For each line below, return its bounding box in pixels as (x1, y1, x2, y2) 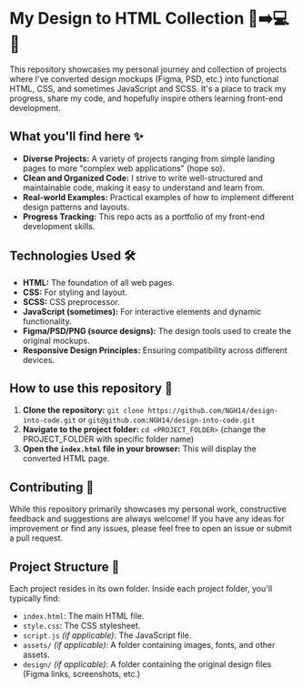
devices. (22, 354, 55, 365)
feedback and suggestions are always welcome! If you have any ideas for (9, 513, 285, 524)
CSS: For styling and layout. (22, 287, 127, 298)
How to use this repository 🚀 (9, 380, 173, 396)
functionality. (22, 316, 72, 327)
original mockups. (22, 335, 91, 346)
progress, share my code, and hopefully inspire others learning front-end (9, 93, 284, 104)
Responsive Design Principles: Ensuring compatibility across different (22, 344, 288, 356)
